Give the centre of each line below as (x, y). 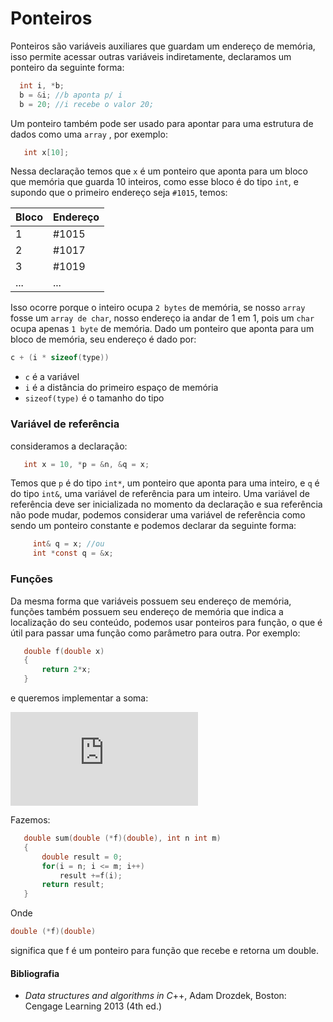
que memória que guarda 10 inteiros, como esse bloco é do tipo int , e (154, 182)
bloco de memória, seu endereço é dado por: (103, 339)
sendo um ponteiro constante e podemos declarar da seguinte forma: (153, 526)
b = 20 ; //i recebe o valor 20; (87, 104)
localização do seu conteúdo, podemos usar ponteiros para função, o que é (166, 622)
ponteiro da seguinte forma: (67, 67)
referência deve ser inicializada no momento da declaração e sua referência (166, 504)
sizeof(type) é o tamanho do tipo (94, 398)
